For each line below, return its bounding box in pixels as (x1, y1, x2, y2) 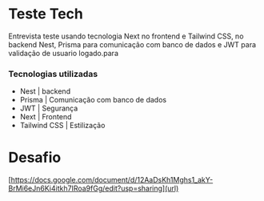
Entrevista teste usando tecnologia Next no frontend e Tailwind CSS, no (8, 31, 244, 41)
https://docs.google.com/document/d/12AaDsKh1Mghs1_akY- (10, 175, 214, 185)
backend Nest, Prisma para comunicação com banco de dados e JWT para (8, 39, 257, 49)
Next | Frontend (19, 112, 72, 122)
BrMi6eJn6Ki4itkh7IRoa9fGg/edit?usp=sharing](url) (8, 183, 179, 193)
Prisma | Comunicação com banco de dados (19, 95, 166, 105)
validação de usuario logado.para (8, 48, 118, 58)
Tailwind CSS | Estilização (19, 121, 106, 131)
